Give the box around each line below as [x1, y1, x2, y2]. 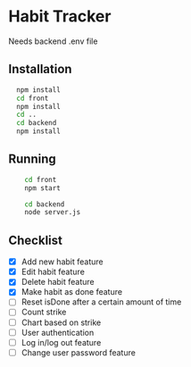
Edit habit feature [21, 266, 86, 278]
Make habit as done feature [21, 287, 122, 297]
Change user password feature [21, 346, 136, 358]
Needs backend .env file [8, 36, 98, 46]
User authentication [21, 327, 95, 338]
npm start [24, 183, 62, 193]
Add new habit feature [21, 256, 104, 267]
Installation [8, 62, 72, 77]
